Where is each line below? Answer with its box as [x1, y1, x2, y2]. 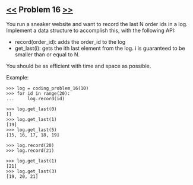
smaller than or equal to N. [14, 50, 80, 58]
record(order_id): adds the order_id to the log [14, 38, 126, 45]
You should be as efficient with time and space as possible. [6, 62, 151, 69]
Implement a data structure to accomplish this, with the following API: [6, 27, 176, 34]
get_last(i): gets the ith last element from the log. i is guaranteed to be [14, 44, 185, 52]
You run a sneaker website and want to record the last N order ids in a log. [6, 20, 188, 27]
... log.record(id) [6, 95, 65, 101]
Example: [6, 74, 29, 81]
